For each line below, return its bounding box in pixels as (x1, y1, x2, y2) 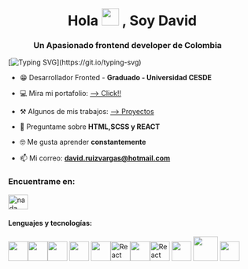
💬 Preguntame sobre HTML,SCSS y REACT (19, 122, 161, 131)
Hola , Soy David (68, 12, 197, 30)
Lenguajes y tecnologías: (8, 219, 93, 228)
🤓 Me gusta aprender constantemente (19, 138, 146, 147)
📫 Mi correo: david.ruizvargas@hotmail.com (19, 153, 171, 163)
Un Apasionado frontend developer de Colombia (33, 40, 222, 51)
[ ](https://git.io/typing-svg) (8, 57, 142, 67)
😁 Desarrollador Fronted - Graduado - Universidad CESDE (19, 73, 213, 83)
